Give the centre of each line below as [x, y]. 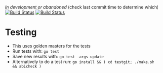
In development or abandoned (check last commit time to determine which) [82, 7]
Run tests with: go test [36, 51]
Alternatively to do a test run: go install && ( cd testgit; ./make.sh [83, 62]
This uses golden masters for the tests [51, 46]
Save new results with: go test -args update [58, 56]
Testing [21, 32]
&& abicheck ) [27, 66]
